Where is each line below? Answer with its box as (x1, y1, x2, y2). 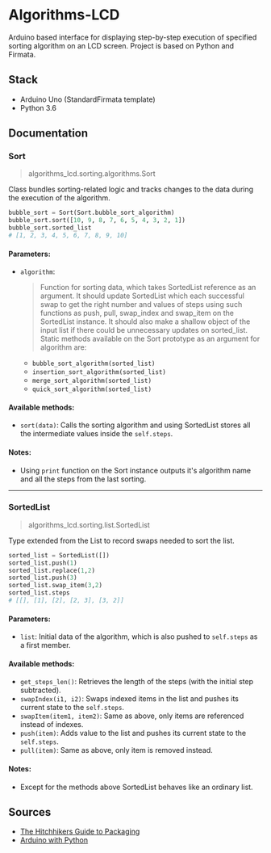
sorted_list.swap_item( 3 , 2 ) (8, 582, 103, 590)
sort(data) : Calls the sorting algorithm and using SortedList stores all (19, 420, 251, 430)
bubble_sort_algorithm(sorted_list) (31, 359, 156, 368)
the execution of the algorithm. (8, 193, 110, 203)
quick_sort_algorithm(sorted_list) (31, 385, 152, 393)
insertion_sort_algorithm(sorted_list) (31, 368, 167, 376)
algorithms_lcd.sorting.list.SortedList (27, 519, 151, 530)
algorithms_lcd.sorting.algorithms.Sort (27, 169, 156, 179)
